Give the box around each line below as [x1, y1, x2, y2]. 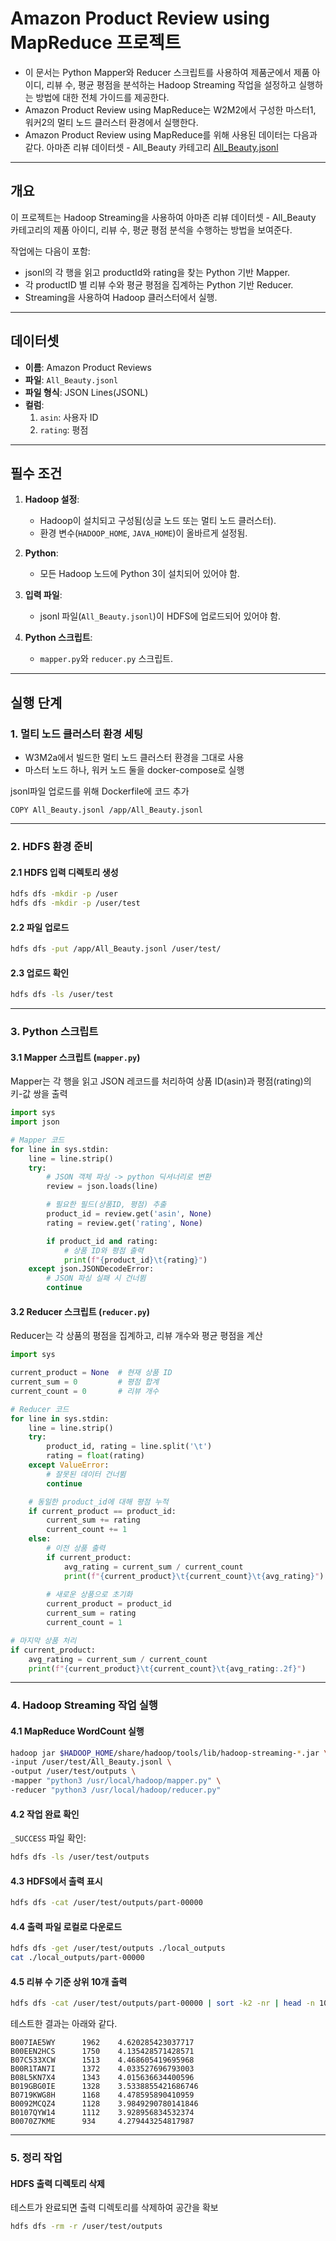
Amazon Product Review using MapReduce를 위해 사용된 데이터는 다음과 [24, 128, 318, 141]
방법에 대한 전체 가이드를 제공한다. [35, 91, 170, 103]
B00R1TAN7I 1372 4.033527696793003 [10, 2064, 195, 2074]
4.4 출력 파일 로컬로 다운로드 [10, 1920, 123, 1932]
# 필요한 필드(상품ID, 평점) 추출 [46, 1200, 167, 1210]
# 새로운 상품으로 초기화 [46, 1590, 133, 1600]
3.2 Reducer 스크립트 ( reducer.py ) [10, 1305, 151, 1317]
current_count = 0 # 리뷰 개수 [10, 1386, 160, 1396]
